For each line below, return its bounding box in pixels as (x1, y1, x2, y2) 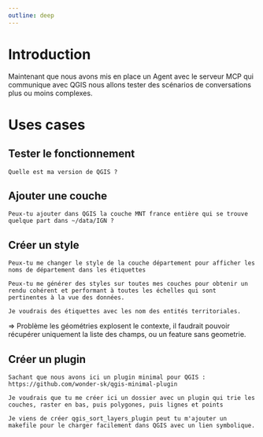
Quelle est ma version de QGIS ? (8, 168, 118, 176)
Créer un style (8, 238, 80, 252)
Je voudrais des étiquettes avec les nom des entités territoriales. (8, 308, 242, 316)
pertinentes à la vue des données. (8, 294, 125, 302)
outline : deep (8, 11, 55, 20)
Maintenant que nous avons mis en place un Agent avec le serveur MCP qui (8, 72, 254, 81)
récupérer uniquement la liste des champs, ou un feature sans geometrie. (8, 330, 246, 339)
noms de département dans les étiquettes (8, 266, 146, 274)
